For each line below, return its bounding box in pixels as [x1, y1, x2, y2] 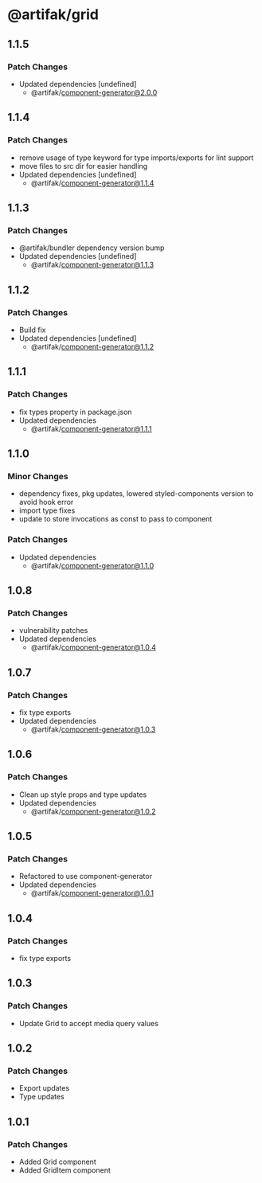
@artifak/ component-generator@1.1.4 [30, 178, 154, 188]
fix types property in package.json [18, 407, 132, 416]
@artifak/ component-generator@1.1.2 [30, 342, 154, 351]
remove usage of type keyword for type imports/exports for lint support [18, 153, 254, 162]
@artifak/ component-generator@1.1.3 [30, 260, 154, 270]
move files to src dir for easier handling [18, 161, 148, 170]
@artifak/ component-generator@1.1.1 [30, 424, 152, 433]
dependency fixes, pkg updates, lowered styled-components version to [18, 489, 254, 498]
